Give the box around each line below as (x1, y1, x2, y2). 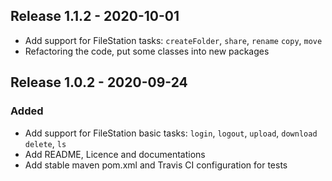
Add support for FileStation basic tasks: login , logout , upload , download (24, 127, 318, 139)
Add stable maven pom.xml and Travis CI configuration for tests (24, 159, 288, 171)
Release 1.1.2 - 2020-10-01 (10, 8, 180, 25)
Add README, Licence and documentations (24, 148, 206, 160)
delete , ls (24, 137, 67, 149)
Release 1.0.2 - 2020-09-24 (10, 74, 188, 91)
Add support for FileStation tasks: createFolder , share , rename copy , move (24, 34, 323, 46)
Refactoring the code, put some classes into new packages (24, 45, 270, 57)
